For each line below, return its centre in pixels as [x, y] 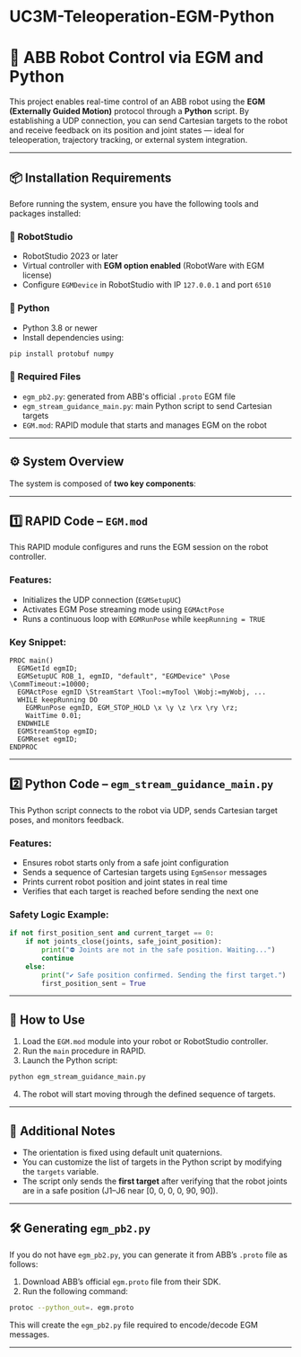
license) [37, 275]
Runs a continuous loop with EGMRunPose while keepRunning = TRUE [144, 618]
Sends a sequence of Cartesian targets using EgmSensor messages [144, 873]
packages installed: [45, 213]
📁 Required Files [45, 377]
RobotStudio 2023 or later [70, 256]
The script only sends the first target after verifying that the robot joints [155, 1181]
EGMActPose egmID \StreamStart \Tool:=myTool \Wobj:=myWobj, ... [142, 692]
